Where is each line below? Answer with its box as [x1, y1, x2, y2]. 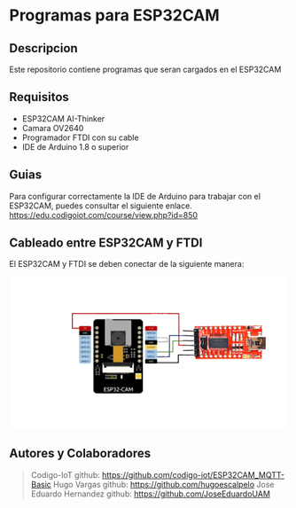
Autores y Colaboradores [9, 446, 152, 461]
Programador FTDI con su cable [21, 132, 139, 143]
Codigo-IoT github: [30, 469, 100, 480]
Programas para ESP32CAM [9, 5, 220, 26]
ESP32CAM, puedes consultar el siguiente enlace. [9, 200, 192, 211]
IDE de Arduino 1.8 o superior [21, 141, 129, 152]
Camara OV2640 [21, 122, 84, 133]
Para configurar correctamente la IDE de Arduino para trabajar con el [9, 191, 261, 201]
